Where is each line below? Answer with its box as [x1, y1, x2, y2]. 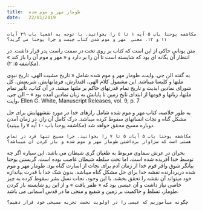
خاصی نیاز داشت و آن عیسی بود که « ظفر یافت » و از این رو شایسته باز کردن [7, 181, 182, 188]
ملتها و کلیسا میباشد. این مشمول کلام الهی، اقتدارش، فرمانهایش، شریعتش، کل [7, 78, 184, 85]
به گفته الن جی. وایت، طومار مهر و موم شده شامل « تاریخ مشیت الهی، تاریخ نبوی [7, 71, 191, 78]
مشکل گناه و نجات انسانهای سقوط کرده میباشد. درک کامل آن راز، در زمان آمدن [7, 115, 187, 122]
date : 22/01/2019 [7, 14, 56, 20]
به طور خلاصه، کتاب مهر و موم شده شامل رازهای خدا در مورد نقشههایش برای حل [7, 109, 191, 116]
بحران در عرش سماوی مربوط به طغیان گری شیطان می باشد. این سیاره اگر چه [7, 149, 185, 156]
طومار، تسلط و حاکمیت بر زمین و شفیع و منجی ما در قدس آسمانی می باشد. [7, 187, 179, 195]
